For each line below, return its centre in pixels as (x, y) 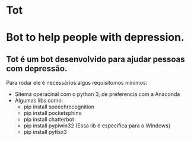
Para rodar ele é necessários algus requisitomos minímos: (77, 83)
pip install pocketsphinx (52, 113)
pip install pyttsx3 (45, 132)
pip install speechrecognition (59, 107)
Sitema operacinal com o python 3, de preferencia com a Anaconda (97, 94)
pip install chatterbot (49, 120)
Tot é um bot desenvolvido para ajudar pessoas (95, 59)
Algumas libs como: (39, 101)
